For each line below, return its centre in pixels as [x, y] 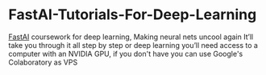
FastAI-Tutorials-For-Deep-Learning [133, 15]
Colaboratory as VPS [43, 62]
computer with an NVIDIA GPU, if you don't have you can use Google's [126, 53]
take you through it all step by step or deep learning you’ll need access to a [133, 45]
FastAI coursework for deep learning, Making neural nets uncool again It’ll [131, 37]
